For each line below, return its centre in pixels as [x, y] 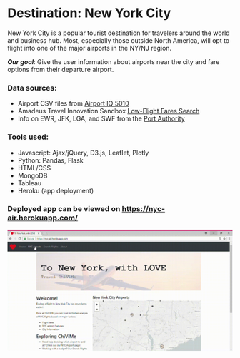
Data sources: [32, 88]
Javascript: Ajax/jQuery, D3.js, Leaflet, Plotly [83, 153]
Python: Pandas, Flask [50, 160]
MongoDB [32, 175]
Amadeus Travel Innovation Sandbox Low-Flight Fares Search [109, 111]
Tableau [30, 183]
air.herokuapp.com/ [43, 218]
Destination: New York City [89, 13]
